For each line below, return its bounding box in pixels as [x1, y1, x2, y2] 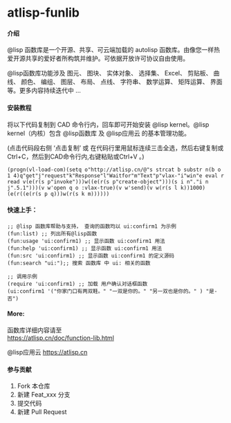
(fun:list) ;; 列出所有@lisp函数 [7, 230, 98, 237]
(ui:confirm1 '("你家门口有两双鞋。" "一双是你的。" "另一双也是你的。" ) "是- [7, 287, 218, 295]
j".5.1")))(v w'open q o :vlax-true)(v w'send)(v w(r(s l [7, 184, 178, 191]
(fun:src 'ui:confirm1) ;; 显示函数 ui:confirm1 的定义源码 [7, 252, 175, 259]
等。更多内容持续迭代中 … [7, 87, 82, 95]
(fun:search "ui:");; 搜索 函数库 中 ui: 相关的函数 [7, 260, 151, 267]
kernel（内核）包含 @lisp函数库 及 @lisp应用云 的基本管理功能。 [7, 129, 191, 137]
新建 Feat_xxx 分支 [17, 390, 71, 399]
